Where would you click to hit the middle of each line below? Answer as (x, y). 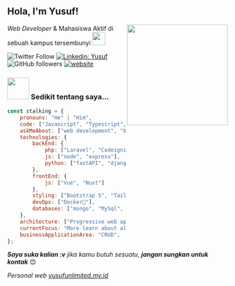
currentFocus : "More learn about (69, 228)
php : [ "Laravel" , (70, 150)
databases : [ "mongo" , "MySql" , (78, 209)
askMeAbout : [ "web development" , (69, 131)
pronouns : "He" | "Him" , (56, 117)
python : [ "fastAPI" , (74, 164)
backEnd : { (48, 144)
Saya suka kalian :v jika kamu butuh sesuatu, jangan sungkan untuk (108, 255)
